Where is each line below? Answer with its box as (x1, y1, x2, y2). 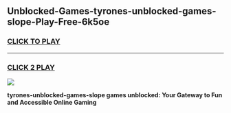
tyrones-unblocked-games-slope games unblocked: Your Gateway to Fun (7, 90, 223, 99)
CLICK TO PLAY (7, 37, 60, 47)
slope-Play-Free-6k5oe (7, 16, 110, 28)
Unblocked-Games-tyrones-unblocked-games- (7, 5, 217, 17)
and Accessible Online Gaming (7, 98, 97, 106)
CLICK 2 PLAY (7, 62, 55, 72)
